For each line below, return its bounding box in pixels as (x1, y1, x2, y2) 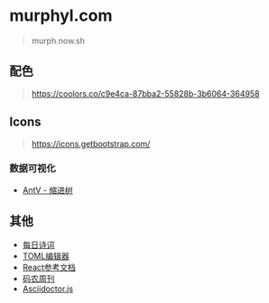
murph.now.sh (31, 35, 86, 46)
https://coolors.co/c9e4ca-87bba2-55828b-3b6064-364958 (31, 87, 260, 99)
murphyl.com (9, 5, 113, 26)
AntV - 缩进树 (22, 184, 74, 195)
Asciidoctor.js (22, 283, 74, 294)
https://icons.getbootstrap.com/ (31, 138, 151, 149)
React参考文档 (22, 262, 77, 272)
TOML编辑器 (22, 250, 70, 262)
